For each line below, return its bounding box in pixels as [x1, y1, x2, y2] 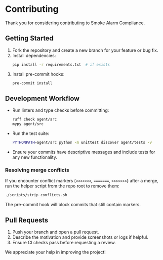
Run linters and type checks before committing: [12, 107, 109, 113]
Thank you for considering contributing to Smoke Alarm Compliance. [5, 20, 145, 26]
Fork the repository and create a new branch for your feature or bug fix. [12, 47, 158, 53]
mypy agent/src [12, 122, 44, 127]
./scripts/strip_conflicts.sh [5, 193, 68, 198]
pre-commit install [12, 81, 53, 86]
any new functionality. [12, 154, 58, 160]
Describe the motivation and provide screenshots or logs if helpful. [12, 234, 148, 240]
